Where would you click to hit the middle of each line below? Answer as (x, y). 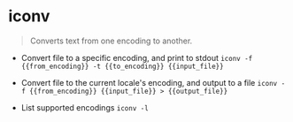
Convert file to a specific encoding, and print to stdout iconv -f (137, 57)
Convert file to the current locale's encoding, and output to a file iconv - (153, 82)
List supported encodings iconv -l (85, 107)
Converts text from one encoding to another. (111, 41)
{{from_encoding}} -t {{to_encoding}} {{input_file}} (122, 66)
